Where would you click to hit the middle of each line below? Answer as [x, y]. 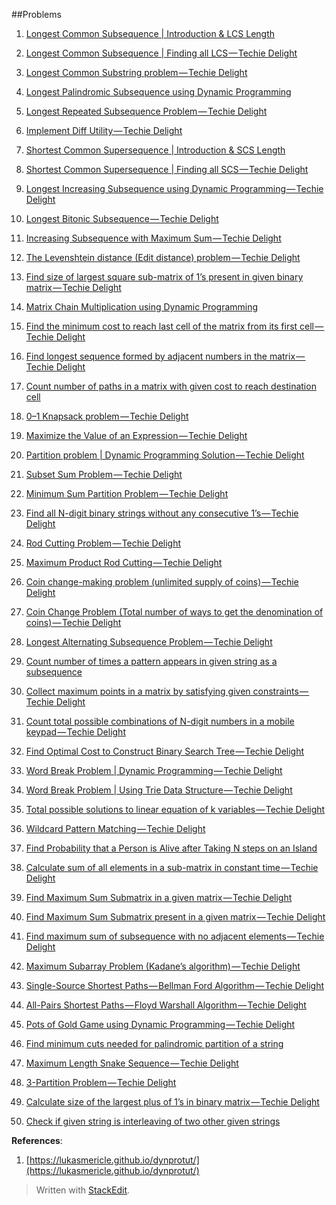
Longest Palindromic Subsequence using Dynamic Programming [158, 92]
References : [37, 1140]
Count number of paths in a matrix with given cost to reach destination [171, 386]
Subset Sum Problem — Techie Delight [104, 474]
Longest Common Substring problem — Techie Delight [136, 72]
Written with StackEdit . [83, 1190]
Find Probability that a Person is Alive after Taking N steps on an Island [171, 848]
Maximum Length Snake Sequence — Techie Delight [132, 1063]
